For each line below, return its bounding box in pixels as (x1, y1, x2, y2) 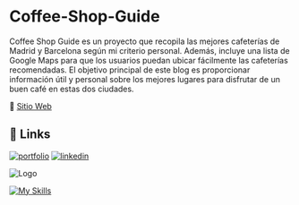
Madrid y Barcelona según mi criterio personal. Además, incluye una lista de (9, 45, 290, 56)
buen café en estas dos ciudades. (9, 83, 134, 94)
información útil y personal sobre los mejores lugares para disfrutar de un (9, 73, 280, 84)
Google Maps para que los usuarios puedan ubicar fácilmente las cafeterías (9, 55, 288, 65)
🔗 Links (9, 127, 51, 142)
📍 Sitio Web (9, 100, 52, 111)
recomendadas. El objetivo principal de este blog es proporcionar (9, 64, 251, 75)
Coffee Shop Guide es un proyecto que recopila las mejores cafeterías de (9, 36, 280, 47)
